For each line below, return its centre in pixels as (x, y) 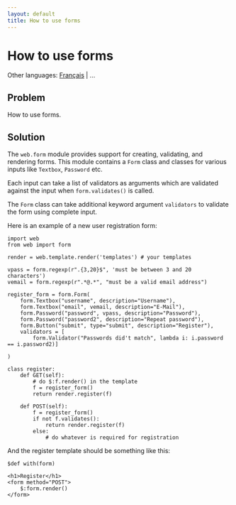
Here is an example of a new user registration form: (82, 226)
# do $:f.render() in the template (85, 382)
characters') (27, 276)
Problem (27, 98)
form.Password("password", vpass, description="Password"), (111, 313)
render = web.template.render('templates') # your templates (100, 257)
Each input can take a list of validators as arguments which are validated (113, 183)
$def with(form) (31, 464)
